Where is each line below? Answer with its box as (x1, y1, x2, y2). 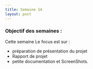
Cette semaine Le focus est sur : (5, 38, 70, 44)
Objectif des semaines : (5, 28, 62, 34)
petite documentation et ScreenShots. (12, 58, 89, 64)
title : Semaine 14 (5, 7, 42, 12)
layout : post (5, 12, 32, 17)
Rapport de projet (12, 53, 48, 59)
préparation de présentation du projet (12, 48, 88, 54)
